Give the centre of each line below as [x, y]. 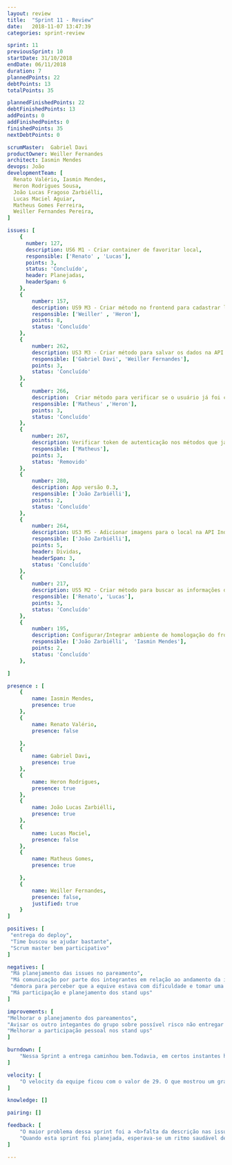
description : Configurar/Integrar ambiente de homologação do [123, 635]
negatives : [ [26, 967]
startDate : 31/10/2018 [40, 58]
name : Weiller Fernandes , [69, 891]
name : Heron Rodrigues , [66, 782]
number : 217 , [51, 584]
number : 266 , [51, 391]
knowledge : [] [28, 1100]
